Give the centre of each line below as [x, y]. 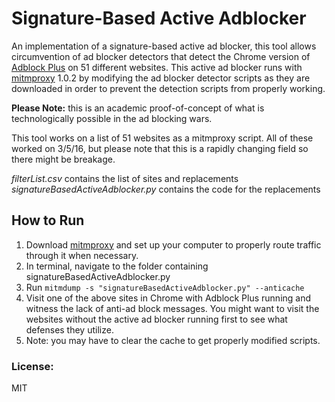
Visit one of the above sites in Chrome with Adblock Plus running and [168, 298]
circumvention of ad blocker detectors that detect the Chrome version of [161, 56]
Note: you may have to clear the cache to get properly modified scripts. [173, 340]
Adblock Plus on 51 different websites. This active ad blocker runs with [157, 67]
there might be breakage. [63, 159]
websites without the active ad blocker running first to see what [156, 319]
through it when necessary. [82, 255]
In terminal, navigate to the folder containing [117, 266]
